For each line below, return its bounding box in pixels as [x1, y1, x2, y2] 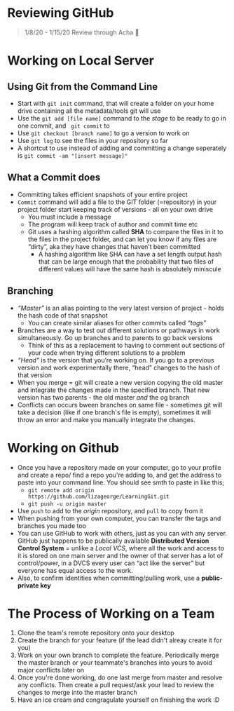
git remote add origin [27, 487, 95, 494]
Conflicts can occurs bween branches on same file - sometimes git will [17, 400, 223, 409]
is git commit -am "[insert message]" [17, 151, 128, 159]
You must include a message [27, 212, 111, 221]
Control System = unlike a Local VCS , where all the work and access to [17, 543, 225, 552]
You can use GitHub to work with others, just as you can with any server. [17, 529, 228, 537]
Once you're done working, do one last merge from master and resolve [17, 673, 223, 682]
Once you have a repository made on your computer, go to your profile [17, 463, 222, 471]
